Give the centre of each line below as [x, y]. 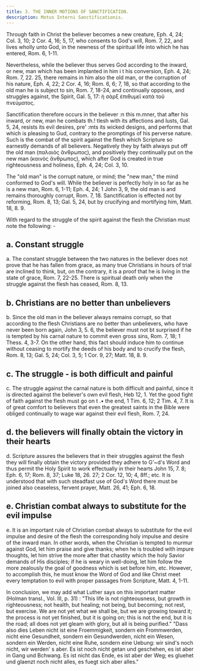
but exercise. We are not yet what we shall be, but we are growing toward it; [99, 611]
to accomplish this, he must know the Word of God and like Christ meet [93, 574]
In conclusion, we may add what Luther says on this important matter [91, 592]
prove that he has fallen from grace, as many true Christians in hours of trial [99, 265]
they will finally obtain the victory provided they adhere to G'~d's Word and [98, 462]
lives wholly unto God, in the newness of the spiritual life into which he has [98, 47]
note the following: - [31, 226]
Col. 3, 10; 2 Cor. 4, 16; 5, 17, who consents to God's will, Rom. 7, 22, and [95, 40]
